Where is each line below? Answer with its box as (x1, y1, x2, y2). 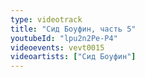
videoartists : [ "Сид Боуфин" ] (10, 52, 137, 62)
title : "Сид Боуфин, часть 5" (10, 24, 137, 34)
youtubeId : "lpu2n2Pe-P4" (10, 33, 118, 43)
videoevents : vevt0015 (10, 42, 105, 53)
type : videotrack (10, 14, 83, 25)
